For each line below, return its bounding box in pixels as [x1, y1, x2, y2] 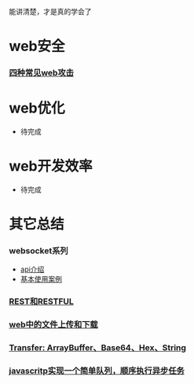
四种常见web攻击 [9, 68, 74, 79]
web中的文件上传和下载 [9, 319, 98, 330]
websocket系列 [9, 246, 69, 257]
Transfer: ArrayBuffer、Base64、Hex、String [9, 342, 187, 353]
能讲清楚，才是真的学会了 [9, 7, 92, 16]
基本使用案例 [20, 275, 62, 284]
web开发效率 [9, 157, 93, 175]
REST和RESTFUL [9, 296, 74, 307]
